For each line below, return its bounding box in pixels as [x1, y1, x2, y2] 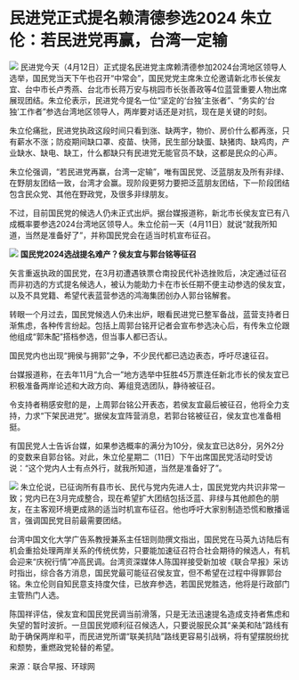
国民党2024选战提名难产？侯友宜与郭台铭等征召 [20, 249, 198, 259]
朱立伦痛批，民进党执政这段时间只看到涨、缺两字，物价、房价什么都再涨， [9, 125, 282, 135]
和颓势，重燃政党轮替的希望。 [9, 642, 118, 652]
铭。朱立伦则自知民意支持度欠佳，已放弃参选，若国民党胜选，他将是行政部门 [9, 578, 290, 589]
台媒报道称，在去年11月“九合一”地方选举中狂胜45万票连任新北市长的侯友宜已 [9, 369, 290, 380]
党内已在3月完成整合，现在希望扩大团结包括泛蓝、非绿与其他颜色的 [24, 492, 271, 504]
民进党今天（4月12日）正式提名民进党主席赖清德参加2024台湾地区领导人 [20, 61, 287, 72]
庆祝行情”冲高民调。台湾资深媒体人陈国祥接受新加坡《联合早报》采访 [36, 556, 289, 567]
